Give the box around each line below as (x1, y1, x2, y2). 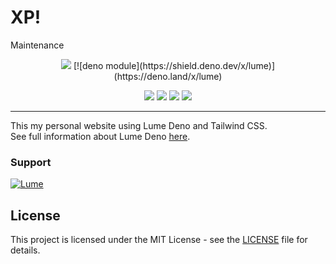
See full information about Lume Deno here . (10, 130, 191, 142)
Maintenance (10, 39, 65, 51)
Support (10, 155, 52, 169)
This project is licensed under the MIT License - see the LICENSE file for (10, 234, 308, 246)
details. (10, 244, 41, 256)
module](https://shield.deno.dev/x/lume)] (105, 59, 276, 71)
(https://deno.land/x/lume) (113, 70, 223, 82)
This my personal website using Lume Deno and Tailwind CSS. (10, 119, 268, 131)
